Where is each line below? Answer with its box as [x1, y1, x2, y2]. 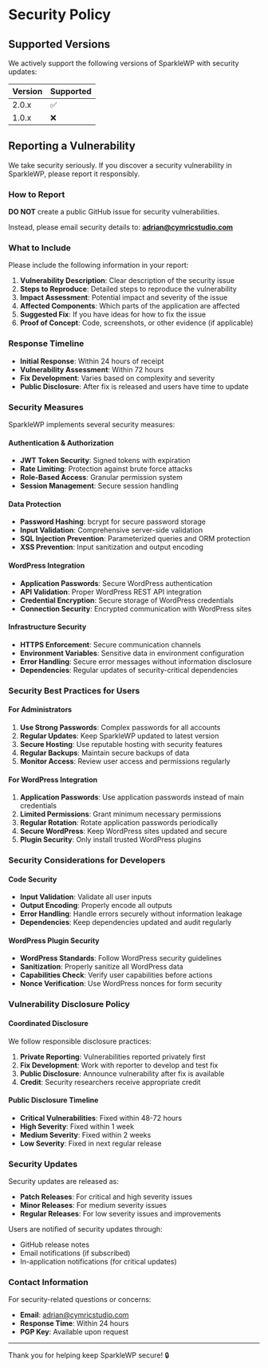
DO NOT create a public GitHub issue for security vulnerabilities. [8, 207, 220, 217]
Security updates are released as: [8, 1177, 120, 1186]
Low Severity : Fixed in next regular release [19, 1138, 162, 1148]
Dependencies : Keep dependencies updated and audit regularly [19, 918, 232, 927]
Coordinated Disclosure [8, 1018, 89, 1028]
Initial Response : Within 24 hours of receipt [19, 356, 164, 366]
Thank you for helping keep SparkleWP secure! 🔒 [8, 1350, 170, 1360]
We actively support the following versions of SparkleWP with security [8, 58, 239, 68]
